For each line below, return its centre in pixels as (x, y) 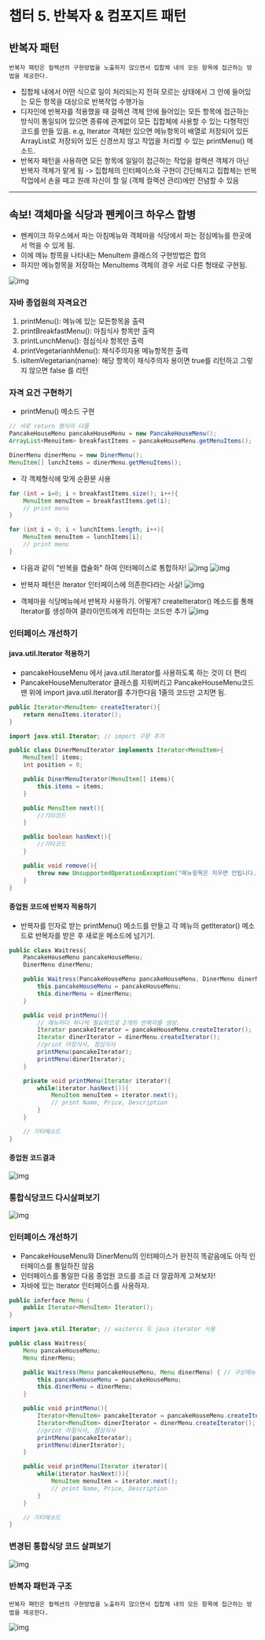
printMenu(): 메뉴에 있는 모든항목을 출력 (82, 321)
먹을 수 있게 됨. (52, 245)
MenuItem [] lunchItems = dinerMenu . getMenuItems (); (95, 462)
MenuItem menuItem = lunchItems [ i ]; (83, 537)
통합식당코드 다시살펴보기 (55, 1197)
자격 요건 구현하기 (41, 393)
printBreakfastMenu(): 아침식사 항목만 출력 (88, 331)
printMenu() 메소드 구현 (57, 411)
